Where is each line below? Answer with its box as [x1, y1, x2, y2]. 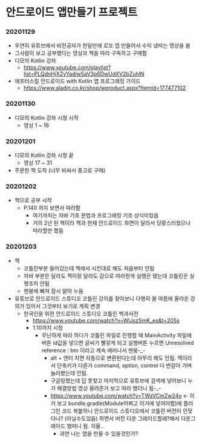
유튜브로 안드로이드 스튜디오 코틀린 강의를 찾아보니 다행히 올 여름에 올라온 [14, 295, 189, 302]
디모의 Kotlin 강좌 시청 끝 [14, 152, 74, 159]
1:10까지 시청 [32, 324, 64, 331]
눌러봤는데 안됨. [50, 369, 88, 376]
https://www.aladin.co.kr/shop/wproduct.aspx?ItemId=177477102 [23, 84, 186, 91]
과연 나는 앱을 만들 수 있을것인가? [59, 430, 138, 437]
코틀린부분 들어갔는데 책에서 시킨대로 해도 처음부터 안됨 [23, 264, 155, 272]
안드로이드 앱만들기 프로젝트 [5, 5, 138, 19]
